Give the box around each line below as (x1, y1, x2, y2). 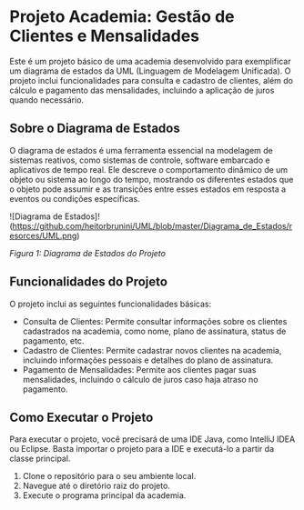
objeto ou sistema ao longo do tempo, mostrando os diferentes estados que (9, 174, 294, 185)
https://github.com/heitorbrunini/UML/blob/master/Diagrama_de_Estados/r (12, 220, 293, 231)
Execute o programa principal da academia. (22, 490, 187, 501)
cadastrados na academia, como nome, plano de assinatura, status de (22, 325, 287, 336)
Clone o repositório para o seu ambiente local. (22, 471, 197, 482)
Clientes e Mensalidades (9, 25, 200, 46)
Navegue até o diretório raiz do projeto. (22, 480, 171, 492)
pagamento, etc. (22, 335, 85, 346)
